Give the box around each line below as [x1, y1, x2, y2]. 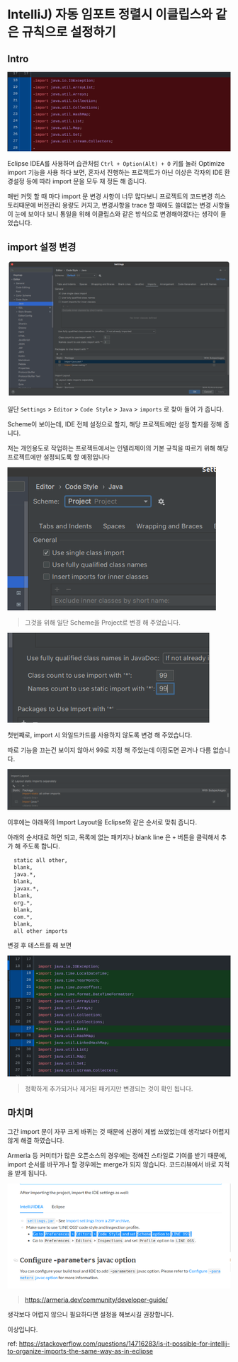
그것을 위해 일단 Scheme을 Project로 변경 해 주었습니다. [24, 618, 181, 627]
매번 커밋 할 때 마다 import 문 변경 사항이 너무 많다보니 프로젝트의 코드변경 [7, 192, 213, 200]
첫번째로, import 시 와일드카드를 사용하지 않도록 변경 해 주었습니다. [7, 730, 193, 739]
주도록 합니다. [22, 841, 60, 850]
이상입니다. [7, 1325, 38, 1334]
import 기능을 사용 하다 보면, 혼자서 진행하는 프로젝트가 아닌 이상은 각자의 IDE [7, 168, 223, 176]
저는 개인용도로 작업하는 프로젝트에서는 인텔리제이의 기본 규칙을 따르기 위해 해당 [7, 443, 229, 452]
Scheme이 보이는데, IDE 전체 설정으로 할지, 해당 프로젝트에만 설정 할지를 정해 [7, 419, 222, 429]
